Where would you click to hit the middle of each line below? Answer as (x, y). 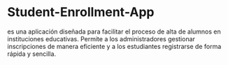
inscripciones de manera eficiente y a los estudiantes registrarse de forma (114, 46)
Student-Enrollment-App (81, 12)
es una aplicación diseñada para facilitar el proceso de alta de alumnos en (114, 31)
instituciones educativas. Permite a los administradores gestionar (101, 38)
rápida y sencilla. (32, 54)
